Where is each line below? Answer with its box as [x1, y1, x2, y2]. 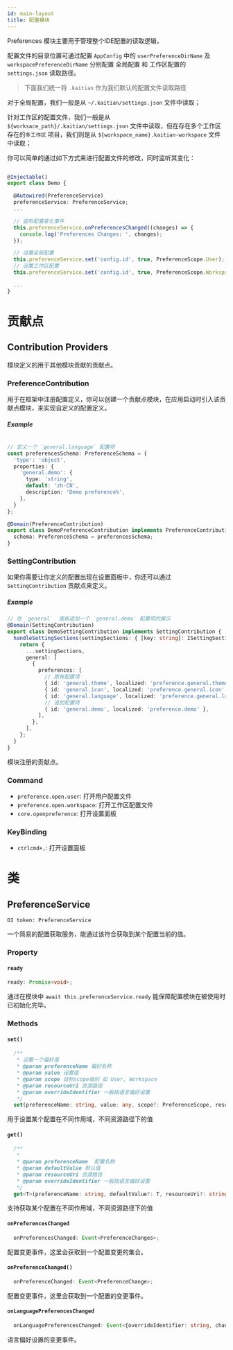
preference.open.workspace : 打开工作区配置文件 [17, 800, 154, 808]
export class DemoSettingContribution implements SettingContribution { [7, 628, 222, 635]
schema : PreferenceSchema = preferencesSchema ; [13, 533, 154, 541]
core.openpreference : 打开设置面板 [17, 809, 116, 817]
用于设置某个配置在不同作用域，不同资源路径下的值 [7, 1115, 153, 1123]
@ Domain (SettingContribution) [7, 622, 95, 629]
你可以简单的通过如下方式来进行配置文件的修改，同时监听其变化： [7, 153, 196, 162]
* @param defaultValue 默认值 [16, 1165, 101, 1172]
